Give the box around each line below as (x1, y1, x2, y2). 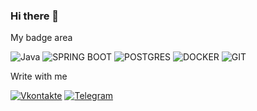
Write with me (10, 70, 68, 83)
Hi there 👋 (10, 9, 60, 23)
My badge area (10, 32, 73, 44)
